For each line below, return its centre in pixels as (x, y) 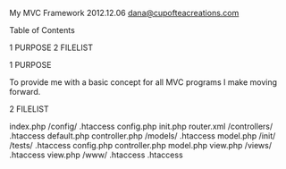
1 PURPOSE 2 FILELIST (51, 47)
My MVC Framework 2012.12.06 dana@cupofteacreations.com (124, 13)
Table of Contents (42, 30)
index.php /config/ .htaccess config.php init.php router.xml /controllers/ (141, 126)
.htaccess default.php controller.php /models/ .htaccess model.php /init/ (143, 136)
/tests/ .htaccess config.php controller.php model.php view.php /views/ (141, 145)
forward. (25, 92)
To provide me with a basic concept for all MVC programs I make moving (143, 82)
